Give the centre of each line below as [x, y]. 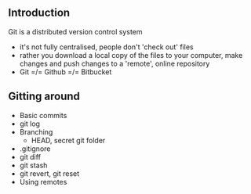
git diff [30, 156]
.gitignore [35, 149]
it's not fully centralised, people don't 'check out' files [106, 47]
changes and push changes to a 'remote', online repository [115, 63]
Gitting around [44, 97]
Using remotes [43, 181]
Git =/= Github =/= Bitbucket [65, 72]
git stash [33, 165]
